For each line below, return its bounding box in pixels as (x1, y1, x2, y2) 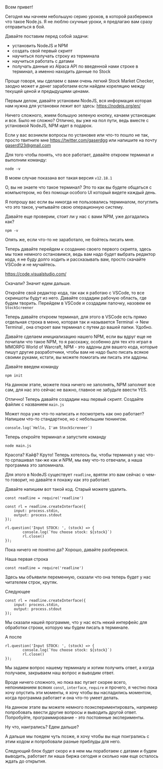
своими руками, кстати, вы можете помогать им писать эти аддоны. (5, 355, 148, 360)
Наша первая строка (5, 556, 49, 562)
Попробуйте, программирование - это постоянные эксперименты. (5, 715, 145, 720)
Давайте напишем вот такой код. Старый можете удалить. (5, 486, 127, 492)
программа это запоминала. (5, 462, 65, 468)
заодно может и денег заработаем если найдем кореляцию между (5, 83, 145, 89)
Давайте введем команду (5, 364, 59, 369)
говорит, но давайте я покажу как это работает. (10, 477, 110, 483)
